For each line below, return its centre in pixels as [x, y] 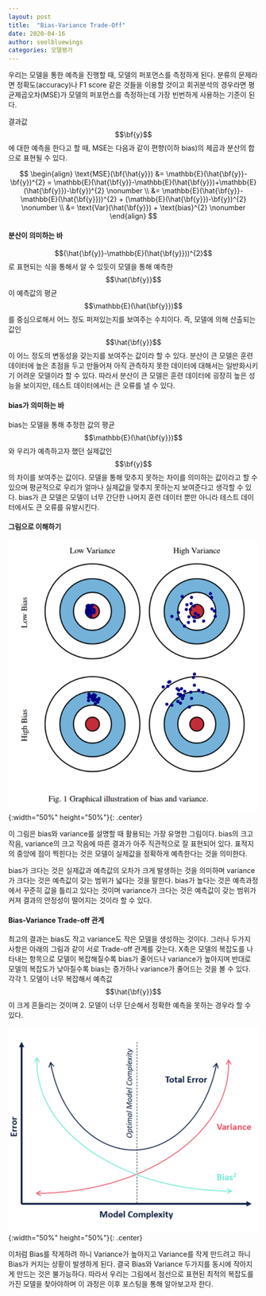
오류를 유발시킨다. [72, 507]
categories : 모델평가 [40, 50]
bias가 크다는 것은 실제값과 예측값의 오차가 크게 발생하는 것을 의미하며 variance [132, 870]
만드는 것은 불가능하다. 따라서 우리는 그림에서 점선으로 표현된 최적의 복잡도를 [135, 1274]
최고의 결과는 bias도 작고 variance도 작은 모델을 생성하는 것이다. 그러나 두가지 [130, 939]
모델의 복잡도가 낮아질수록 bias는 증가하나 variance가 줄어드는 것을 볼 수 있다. [130, 969]
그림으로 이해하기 [35, 527]
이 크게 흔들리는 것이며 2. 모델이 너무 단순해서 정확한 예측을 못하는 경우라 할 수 [130, 1005]
